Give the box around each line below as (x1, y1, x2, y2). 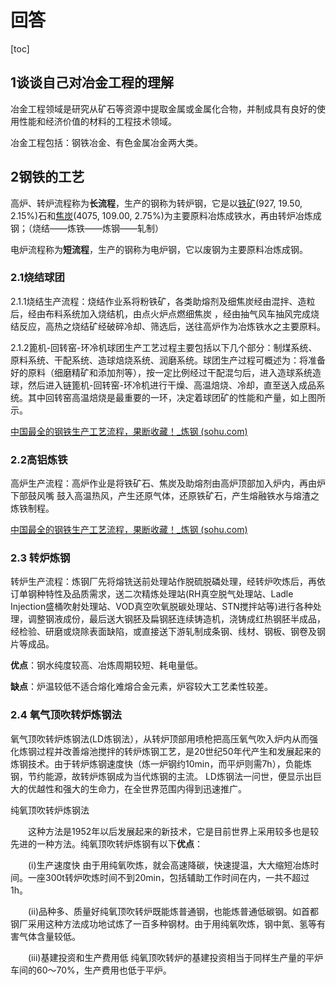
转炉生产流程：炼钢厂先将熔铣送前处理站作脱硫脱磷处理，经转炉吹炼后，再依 (10, 576, 326, 588)
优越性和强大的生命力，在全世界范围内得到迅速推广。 (27, 782, 247, 795)
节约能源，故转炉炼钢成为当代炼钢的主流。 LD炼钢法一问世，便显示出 (27, 770, 313, 782)
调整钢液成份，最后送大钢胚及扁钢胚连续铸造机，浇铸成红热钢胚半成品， (27, 613, 326, 625)
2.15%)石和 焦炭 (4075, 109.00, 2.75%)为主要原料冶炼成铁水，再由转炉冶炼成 (10, 209, 322, 221)
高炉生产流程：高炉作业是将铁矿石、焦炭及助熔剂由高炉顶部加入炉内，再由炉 (10, 477, 326, 490)
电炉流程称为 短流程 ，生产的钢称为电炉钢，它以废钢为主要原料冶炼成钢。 (10, 243, 308, 255)
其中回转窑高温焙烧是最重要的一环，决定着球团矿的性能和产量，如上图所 (27, 391, 326, 403)
